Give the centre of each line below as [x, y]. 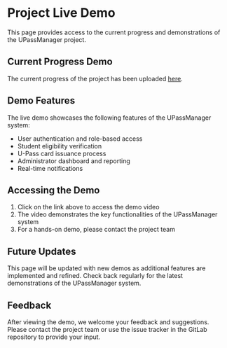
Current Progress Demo [60, 62]
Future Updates [42, 251]
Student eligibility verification [60, 146]
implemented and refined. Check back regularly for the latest [95, 276]
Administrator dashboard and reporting [74, 161]
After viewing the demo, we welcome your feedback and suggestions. [108, 322]
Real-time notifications [50, 168]
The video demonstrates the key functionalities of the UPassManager [117, 214]
